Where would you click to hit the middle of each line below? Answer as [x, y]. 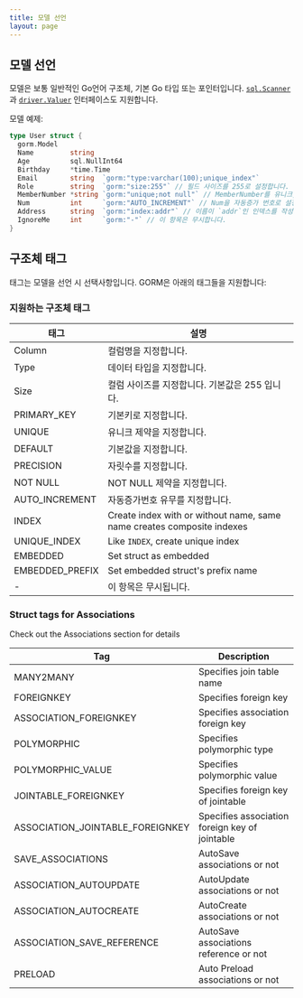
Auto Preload [226, 969]
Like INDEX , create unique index [174, 541]
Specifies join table [239, 672]
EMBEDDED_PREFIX [56, 570]
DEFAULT [34, 448]
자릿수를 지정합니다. [147, 466]
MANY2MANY [44, 677]
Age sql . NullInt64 [70, 161]
